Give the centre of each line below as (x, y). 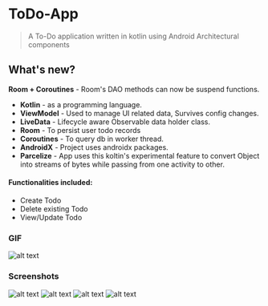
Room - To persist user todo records (80, 130)
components (49, 44)
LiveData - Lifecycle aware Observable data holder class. (115, 122)
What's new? (42, 70)
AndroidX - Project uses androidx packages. (94, 147)
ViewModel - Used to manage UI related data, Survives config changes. (139, 113)
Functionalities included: (51, 183)
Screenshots (34, 276)
